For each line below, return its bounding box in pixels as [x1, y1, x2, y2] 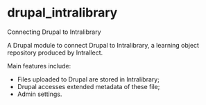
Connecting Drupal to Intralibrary [7, 28, 102, 36]
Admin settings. [17, 90, 62, 98]
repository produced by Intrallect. [7, 48, 103, 57]
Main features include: [7, 61, 71, 70]
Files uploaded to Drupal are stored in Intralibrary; [17, 75, 160, 84]
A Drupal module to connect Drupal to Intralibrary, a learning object [7, 41, 200, 49]
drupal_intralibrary [7, 5, 118, 21]
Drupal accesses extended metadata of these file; [17, 82, 160, 90]
